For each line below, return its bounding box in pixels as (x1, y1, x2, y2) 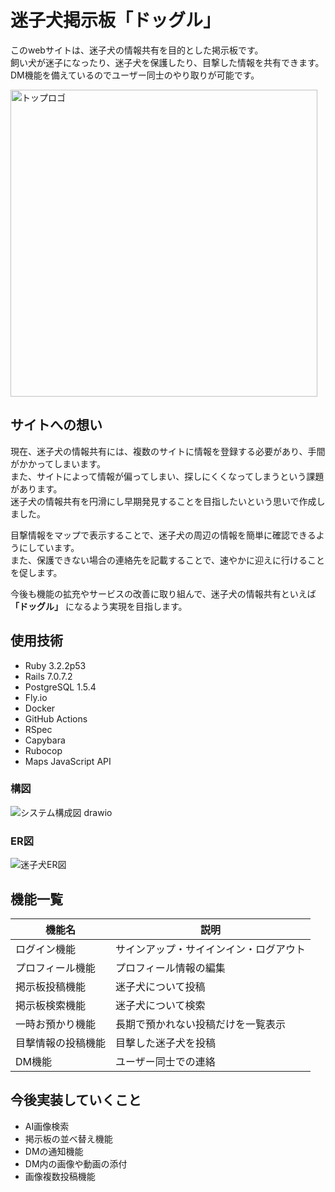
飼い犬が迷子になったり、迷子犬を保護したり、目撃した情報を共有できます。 (10, 56, 325, 68)
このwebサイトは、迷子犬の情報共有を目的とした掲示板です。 (10, 44, 264, 56)
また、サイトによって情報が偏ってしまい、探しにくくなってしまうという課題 (10, 470, 325, 482)
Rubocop (24, 744, 63, 756)
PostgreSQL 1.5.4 (24, 681, 97, 693)
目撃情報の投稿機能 (15, 1036, 107, 1050)
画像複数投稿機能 (24, 1170, 96, 1182)
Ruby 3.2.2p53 (24, 659, 87, 671)
